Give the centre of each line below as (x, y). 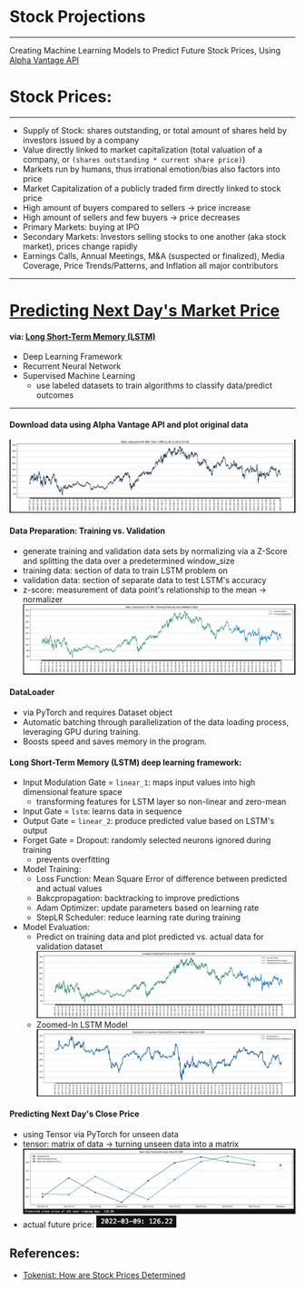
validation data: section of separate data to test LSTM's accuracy (144, 580)
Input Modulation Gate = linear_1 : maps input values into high (139, 782)
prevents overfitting (73, 859)
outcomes (55, 395)
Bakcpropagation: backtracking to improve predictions (138, 898)
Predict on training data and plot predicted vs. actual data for (150, 937)
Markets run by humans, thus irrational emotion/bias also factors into (151, 169)
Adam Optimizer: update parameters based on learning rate (148, 908)
